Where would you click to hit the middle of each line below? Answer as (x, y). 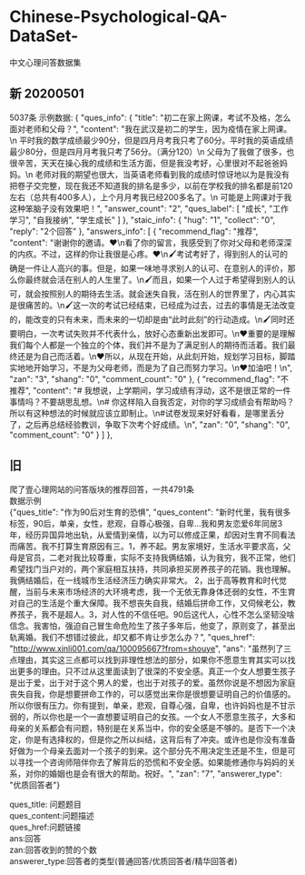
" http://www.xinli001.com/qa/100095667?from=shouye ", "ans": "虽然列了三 (151, 649)
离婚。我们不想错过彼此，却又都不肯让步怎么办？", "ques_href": (136, 637)
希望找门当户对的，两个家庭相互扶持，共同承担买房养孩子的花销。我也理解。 (152, 568)
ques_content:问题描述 (52, 815)
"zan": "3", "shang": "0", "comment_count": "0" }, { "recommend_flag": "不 (149, 378)
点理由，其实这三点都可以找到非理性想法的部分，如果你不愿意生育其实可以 (148, 659)
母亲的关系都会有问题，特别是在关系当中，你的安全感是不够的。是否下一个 (148, 728)
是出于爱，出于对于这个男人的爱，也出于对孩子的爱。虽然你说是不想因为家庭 (152, 682)
